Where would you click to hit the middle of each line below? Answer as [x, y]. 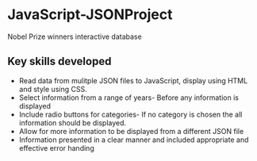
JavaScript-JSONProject [90, 15]
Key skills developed [59, 61]
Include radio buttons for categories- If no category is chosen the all [130, 114]
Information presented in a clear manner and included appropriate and [134, 140]
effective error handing [56, 148]
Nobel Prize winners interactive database [75, 36]
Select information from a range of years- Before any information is [129, 98]
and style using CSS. [53, 89]
